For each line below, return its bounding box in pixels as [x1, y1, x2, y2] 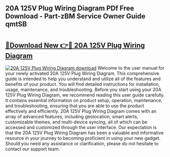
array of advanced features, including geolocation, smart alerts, [5, 114, 139, 119]
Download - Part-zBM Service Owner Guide [5, 12, 146, 21]
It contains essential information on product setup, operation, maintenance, [5, 98, 162, 103]
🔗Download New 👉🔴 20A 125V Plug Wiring [5, 41, 145, 50]
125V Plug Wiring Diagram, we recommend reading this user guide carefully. [5, 92, 165, 98]
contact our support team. [5, 146, 60, 152]
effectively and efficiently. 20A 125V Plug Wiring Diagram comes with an [5, 108, 157, 114]
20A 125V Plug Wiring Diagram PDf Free [5, 4, 134, 13]
